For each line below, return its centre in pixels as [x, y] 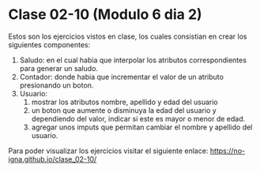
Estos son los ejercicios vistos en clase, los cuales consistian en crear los [128, 36]
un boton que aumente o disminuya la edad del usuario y [124, 110]
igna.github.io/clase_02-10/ [53, 159]
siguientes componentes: [49, 44]
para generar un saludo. [59, 68]
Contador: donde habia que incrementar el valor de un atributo [121, 77]
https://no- [228, 151]
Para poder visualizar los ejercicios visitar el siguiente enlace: [108, 151]
